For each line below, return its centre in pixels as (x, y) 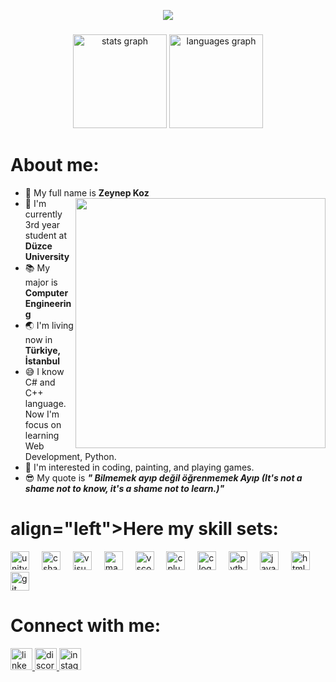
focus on (43, 424)
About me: (55, 165)
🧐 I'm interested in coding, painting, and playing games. (139, 467)
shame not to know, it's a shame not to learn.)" (124, 488)
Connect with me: (86, 625)
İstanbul (42, 361)
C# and (40, 382)
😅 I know (44, 371)
